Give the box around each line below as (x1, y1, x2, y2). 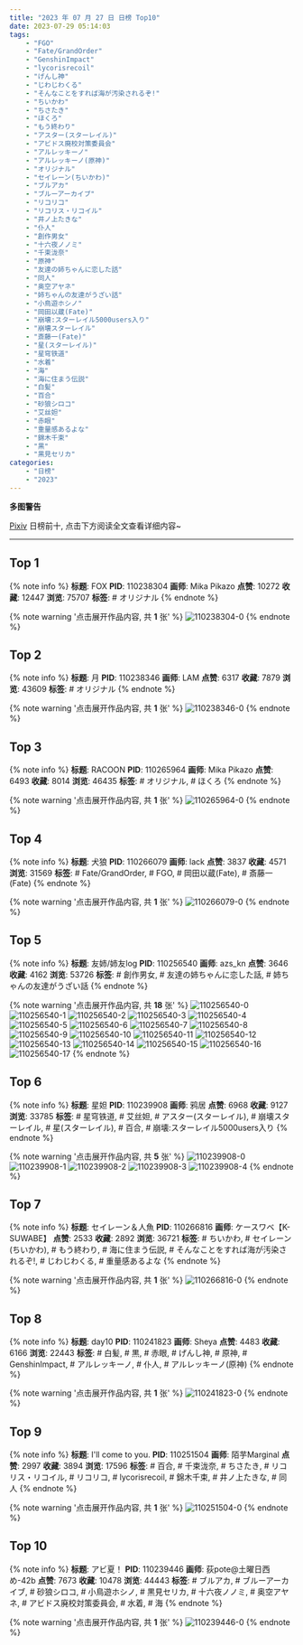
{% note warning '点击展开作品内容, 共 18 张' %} (9, 999, 189, 1010)
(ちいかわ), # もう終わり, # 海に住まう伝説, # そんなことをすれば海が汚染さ (9, 1244, 288, 1256)
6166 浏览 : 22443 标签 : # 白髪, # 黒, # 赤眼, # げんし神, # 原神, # (9, 1348, 248, 1359)
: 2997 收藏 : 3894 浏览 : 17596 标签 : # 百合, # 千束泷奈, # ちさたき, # (17, 1461, 270, 1472)
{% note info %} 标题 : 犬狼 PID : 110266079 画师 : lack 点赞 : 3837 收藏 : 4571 (9, 856, 287, 867)
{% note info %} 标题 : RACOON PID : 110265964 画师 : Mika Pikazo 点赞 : (9, 764, 274, 775)
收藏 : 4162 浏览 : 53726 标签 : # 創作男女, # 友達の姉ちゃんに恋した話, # (9, 968, 271, 980)
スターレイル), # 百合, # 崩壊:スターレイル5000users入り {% (62, 1122, 289, 1133)
